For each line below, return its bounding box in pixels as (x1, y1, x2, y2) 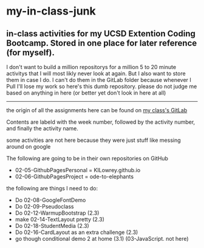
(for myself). (6, 47, 55, 58)
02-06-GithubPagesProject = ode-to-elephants (15, 173, 134, 180)
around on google (6, 143, 51, 150)
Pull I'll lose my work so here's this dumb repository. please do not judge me (6, 83, 197, 90)
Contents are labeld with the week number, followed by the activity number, (6, 118, 195, 126)
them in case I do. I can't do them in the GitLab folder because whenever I (6, 76, 191, 83)
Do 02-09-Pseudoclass (15, 203, 74, 210)
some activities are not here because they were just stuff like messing (6, 136, 181, 144)
